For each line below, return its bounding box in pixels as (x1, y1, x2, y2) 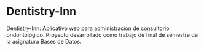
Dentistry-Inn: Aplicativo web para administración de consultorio (6, 25, 170, 32)
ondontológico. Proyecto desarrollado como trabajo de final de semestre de (6, 31, 198, 38)
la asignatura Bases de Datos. (6, 37, 82, 45)
